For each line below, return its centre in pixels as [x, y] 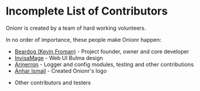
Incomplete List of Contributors [87, 11]
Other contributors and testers [52, 83]
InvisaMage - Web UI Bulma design [59, 58]
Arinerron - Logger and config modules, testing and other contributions [104, 64]
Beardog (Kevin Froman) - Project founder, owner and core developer [102, 51]
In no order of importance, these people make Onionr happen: [84, 39]
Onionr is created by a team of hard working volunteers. [76, 28]
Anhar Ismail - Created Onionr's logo [61, 70]
